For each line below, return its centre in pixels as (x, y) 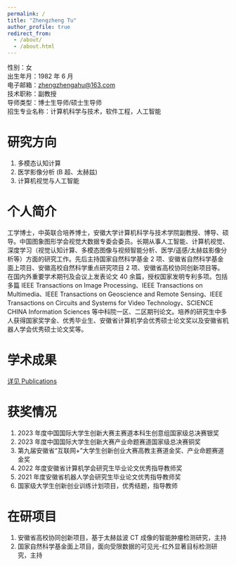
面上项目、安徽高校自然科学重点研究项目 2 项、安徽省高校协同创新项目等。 (116, 267)
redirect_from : (29, 33)
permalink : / (26, 14)
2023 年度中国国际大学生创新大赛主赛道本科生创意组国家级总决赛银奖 (118, 432)
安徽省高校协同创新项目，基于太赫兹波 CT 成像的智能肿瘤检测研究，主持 (122, 537)
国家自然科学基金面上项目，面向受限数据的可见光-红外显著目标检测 (114, 546)
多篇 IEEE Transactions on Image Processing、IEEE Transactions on (105, 285)
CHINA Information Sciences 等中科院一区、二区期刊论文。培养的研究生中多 (117, 311)
